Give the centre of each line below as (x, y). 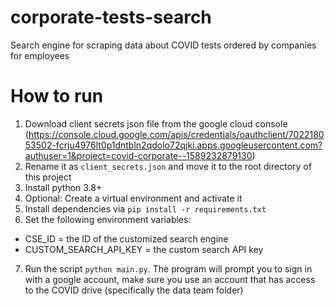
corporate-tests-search (111, 17)
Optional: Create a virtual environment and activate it (133, 198)
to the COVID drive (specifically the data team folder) (134, 290)
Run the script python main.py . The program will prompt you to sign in (168, 268)
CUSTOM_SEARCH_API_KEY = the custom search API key (144, 249)
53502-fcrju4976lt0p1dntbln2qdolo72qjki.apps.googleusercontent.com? (173, 145)
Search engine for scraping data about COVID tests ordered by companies (163, 45)
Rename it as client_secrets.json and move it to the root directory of (168, 166)
